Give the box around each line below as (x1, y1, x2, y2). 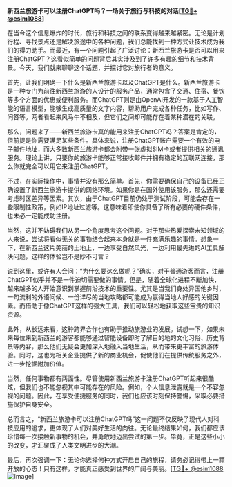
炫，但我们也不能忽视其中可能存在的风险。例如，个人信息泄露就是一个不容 (7, 383, 219, 391)
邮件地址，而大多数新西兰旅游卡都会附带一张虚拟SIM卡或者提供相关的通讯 (12, 145, 224, 153)
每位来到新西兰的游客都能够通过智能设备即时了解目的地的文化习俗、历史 (12, 334, 219, 342)
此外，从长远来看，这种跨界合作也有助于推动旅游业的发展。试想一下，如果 (7, 325, 219, 333)
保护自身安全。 (12, 400, 56, 408)
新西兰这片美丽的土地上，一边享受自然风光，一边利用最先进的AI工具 (25, 244, 219, 251)
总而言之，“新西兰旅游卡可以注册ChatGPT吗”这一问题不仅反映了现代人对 (7, 415, 214, 423)
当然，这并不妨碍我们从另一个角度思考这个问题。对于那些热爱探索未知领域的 (7, 227, 225, 234)
